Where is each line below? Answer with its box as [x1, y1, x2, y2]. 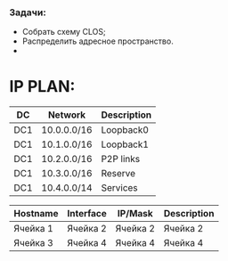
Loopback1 [101, 138, 150, 151]
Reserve [101, 167, 136, 180]
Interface [66, 208, 107, 220]
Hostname [13, 208, 59, 220]
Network [47, 109, 86, 121]
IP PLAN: [9, 77, 76, 97]
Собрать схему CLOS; [21, 27, 107, 37]
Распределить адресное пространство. [21, 36, 174, 46]
